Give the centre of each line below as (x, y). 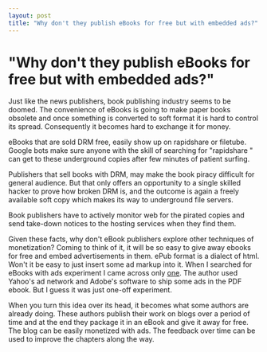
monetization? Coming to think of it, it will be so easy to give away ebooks (130, 248)
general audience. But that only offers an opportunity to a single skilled (125, 183)
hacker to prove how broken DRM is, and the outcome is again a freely (124, 191)
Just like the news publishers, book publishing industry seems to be (120, 101)
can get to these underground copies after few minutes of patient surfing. (129, 159)
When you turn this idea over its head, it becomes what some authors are (129, 305)
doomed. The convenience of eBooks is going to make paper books (120, 110)
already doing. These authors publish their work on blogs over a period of (129, 314)
